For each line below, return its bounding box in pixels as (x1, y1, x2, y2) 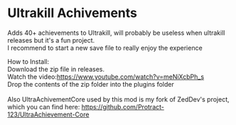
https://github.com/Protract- (81, 102, 165, 111)
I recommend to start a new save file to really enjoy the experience (7, 43, 203, 52)
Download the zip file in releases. (7, 65, 105, 73)
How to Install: (7, 57, 50, 65)
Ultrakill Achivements (7, 5, 137, 21)
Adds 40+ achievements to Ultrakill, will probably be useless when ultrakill (7, 28, 225, 37)
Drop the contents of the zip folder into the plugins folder (7, 80, 174, 88)
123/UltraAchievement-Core (7, 110, 90, 119)
